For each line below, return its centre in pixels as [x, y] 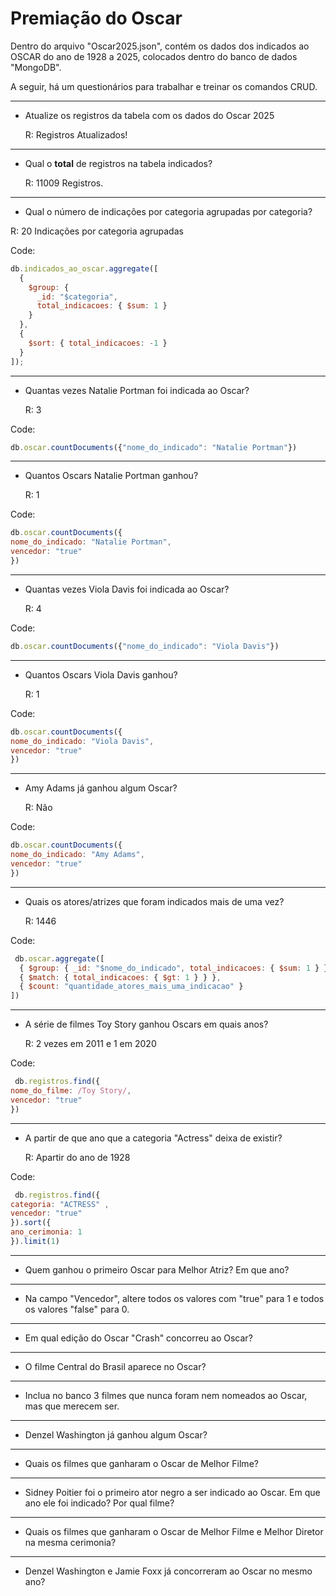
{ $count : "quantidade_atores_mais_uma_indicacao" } [131, 987]
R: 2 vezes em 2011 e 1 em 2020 [90, 1044]
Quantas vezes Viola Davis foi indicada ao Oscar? [127, 589]
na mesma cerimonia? [70, 1542]
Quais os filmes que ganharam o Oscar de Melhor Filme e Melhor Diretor [174, 1531]
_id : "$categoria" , [77, 297]
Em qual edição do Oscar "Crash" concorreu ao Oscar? [138, 1338]
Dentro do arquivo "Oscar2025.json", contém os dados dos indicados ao [160, 46]
